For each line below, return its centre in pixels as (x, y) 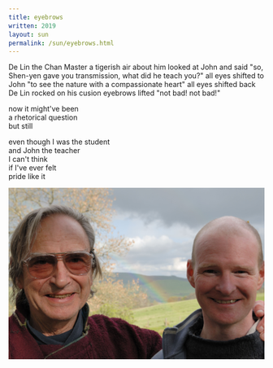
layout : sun (28, 34)
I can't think (28, 160)
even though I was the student (59, 142)
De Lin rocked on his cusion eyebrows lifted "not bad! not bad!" (115, 93)
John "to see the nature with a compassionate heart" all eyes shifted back (132, 85)
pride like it (27, 177)
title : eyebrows (36, 17)
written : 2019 (32, 26)
